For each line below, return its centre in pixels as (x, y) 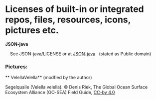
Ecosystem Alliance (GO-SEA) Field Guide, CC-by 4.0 (60, 93)
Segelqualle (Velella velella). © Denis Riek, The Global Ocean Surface (77, 87)
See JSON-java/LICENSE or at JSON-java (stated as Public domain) (80, 54)
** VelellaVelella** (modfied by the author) (49, 78)
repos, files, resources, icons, (68, 20)
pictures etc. (32, 30)
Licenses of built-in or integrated (75, 9)
